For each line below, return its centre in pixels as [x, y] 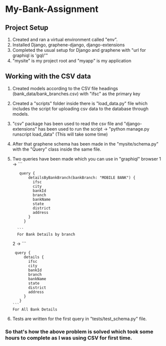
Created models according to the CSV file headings [65, 88]
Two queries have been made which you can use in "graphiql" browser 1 [86, 159]
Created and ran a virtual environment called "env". [65, 39]
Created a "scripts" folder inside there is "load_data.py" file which [80, 103]
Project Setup [27, 28]
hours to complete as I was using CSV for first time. [69, 338]
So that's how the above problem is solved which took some [79, 332]
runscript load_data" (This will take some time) [60, 134]
